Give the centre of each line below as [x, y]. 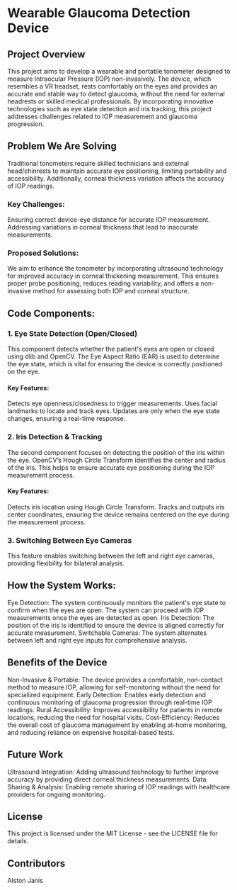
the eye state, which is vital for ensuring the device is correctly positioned [115, 364]
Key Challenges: [36, 204]
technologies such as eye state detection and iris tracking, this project [110, 109]
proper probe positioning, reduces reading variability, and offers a [103, 283]
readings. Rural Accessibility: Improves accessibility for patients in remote [115, 709]
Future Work [35, 755]
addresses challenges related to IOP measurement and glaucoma [103, 116]
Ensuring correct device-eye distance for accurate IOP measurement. [109, 220]
